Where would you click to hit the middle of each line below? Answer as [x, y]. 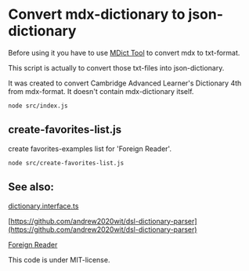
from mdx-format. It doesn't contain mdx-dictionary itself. [101, 91]
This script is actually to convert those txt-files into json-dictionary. [116, 67]
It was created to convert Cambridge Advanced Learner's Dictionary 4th [125, 83]
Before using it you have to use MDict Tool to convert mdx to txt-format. [124, 52]
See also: [31, 187]
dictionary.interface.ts [43, 206]
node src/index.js [38, 106]
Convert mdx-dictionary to [97, 14]
